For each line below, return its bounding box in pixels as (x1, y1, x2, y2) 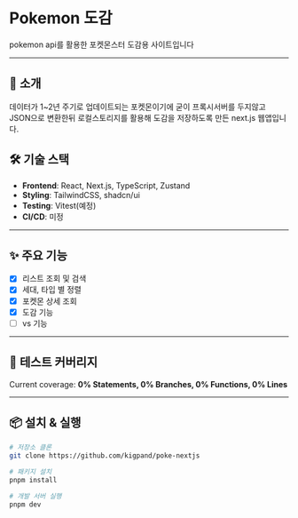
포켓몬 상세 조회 (21, 295, 77, 307)
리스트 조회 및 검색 (21, 273, 87, 284)
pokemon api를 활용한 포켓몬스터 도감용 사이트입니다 (9, 39, 194, 50)
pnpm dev (9, 499, 42, 509)
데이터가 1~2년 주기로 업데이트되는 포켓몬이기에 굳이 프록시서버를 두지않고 (9, 101, 266, 112)
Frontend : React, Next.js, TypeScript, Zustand (21, 179, 191, 191)
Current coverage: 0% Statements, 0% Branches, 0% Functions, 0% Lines (9, 379, 288, 389)
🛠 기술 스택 (9, 152, 69, 167)
